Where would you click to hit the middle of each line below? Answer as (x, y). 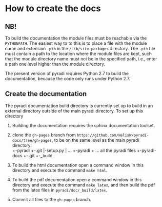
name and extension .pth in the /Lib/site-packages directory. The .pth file (80, 48)
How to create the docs (53, 9)
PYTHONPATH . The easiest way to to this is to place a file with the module (76, 43)
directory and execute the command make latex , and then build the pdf (83, 185)
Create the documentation (46, 94)
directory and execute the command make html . (60, 170)
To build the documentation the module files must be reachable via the (76, 38)
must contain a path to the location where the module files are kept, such (79, 54)
